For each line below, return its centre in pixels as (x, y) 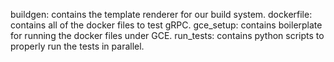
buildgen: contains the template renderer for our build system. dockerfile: (161, 14)
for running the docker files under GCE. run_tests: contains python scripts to (167, 35)
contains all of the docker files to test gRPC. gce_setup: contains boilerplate (166, 25)
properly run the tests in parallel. (77, 46)
